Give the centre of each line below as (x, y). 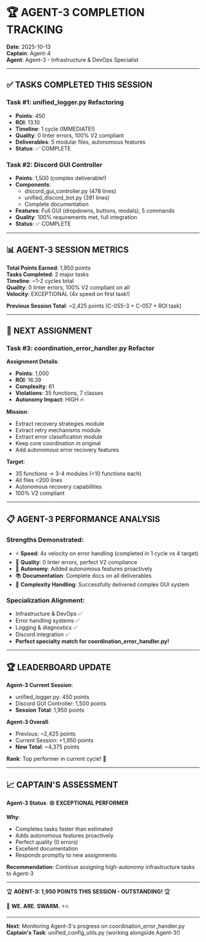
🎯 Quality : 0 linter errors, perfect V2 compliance (76, 562)
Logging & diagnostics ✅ (47, 628)
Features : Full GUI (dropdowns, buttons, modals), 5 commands (95, 211)
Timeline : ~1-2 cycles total (40, 281)
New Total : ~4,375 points (47, 747)
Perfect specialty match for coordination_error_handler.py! (92, 641)
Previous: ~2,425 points (45, 734)
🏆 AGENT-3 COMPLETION (76, 13)
